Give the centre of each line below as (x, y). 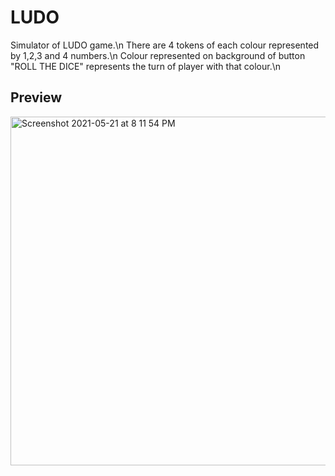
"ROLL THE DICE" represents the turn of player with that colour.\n (146, 66)
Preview (36, 97)
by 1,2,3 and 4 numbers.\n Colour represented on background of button (158, 55)
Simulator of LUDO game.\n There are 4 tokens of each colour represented (165, 45)
